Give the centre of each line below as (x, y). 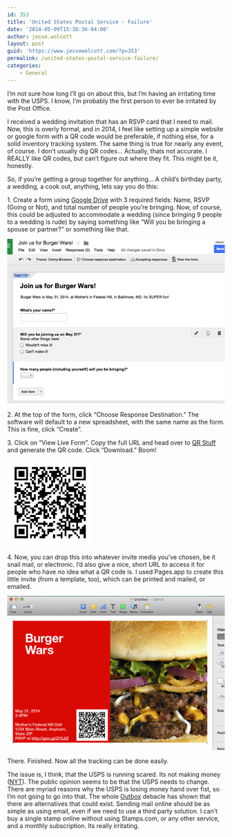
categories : (24, 66)
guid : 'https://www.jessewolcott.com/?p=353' (74, 51)
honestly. (20, 165)
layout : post (26, 44)
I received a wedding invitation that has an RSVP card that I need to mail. (110, 122)
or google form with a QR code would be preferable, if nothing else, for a (110, 136)
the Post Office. (29, 108)
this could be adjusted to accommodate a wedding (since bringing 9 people (115, 214)
